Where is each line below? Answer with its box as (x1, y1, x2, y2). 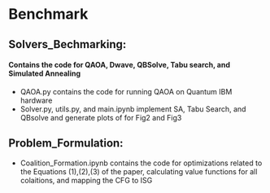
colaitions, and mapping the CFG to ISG (20, 175, 153, 185)
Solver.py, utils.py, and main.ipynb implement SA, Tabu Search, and (20, 103, 246, 114)
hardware (20, 95, 53, 105)
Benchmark (8, 5, 89, 24)
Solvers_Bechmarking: (8, 37, 127, 51)
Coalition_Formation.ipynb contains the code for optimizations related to (20, 158, 263, 168)
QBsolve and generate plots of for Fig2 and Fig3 (20, 112, 182, 122)
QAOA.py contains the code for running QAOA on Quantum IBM (20, 86, 233, 96)
